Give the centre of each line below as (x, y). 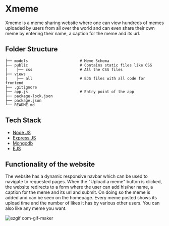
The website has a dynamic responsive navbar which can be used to (76, 176)
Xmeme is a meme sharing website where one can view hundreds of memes (84, 23)
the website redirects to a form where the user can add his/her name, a (79, 187)
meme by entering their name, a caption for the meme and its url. (73, 33)
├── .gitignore (21, 87)
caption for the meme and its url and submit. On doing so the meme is (78, 192)
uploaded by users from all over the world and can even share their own (80, 28)
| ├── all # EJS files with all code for (75, 79)
